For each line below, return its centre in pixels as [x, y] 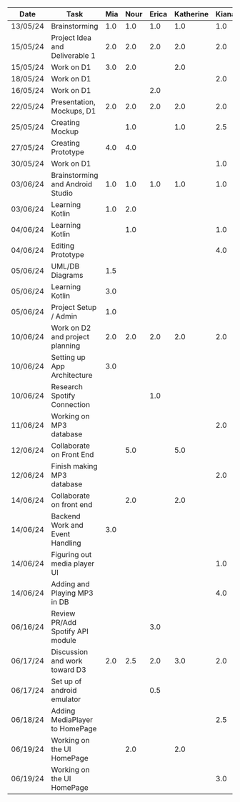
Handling [66, 543]
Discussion [70, 652]
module [64, 640]
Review [63, 613]
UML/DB [65, 266]
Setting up [68, 357]
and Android [72, 184]
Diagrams [67, 275]
